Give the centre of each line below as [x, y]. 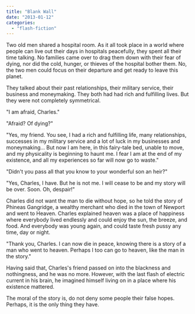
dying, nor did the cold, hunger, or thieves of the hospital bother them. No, [97, 64]
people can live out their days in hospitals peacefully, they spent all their [94, 52]
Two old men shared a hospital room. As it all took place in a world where [95, 45]
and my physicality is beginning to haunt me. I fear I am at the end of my [94, 154]
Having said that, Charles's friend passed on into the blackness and [89, 268]
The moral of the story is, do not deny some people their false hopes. [90, 298]
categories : [21, 23]
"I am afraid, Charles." [33, 112]
